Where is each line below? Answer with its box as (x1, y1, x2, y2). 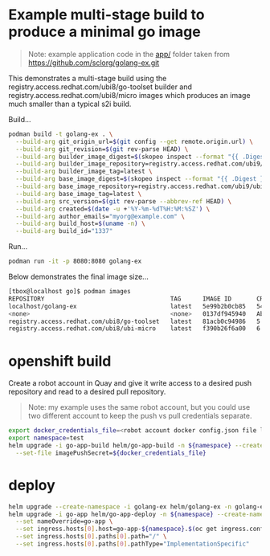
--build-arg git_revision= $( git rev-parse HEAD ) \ (15, 145, 189, 153)
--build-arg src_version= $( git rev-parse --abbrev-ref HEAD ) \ (15, 197, 231, 206)
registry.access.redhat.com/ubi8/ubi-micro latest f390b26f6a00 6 (8, 325, 261, 333)
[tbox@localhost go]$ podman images (8, 288, 131, 296)
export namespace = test (8, 434, 84, 443)
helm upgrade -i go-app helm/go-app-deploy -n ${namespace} (8, 510, 215, 518)
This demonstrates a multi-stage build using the (8, 73, 167, 83)
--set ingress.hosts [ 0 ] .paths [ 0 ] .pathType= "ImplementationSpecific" (15, 540, 250, 548)
